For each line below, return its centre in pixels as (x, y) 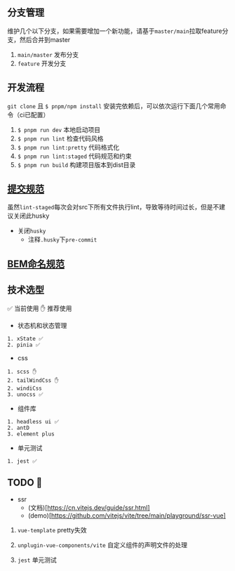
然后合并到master (45, 39)
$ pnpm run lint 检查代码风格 (60, 138)
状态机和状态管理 (42, 325)
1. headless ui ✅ (33, 421)
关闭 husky (32, 231)
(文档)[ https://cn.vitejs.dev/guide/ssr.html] (89, 508)
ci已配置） (34, 114)
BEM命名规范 (36, 264)
